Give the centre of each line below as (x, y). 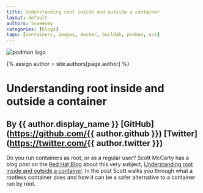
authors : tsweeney (30, 23)
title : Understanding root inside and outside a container (83, 12)
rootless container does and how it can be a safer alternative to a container (101, 177)
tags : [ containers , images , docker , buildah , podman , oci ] (83, 35)
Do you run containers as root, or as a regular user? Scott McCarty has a (98, 158)
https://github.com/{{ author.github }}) (85, 133)
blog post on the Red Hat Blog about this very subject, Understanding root (100, 164)
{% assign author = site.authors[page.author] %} (68, 64)
